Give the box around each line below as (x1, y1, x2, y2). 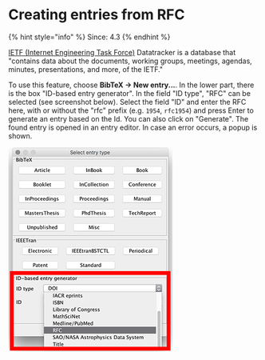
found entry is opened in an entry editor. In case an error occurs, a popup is (8, 122, 258, 132)
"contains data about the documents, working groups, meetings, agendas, (8, 56, 253, 66)
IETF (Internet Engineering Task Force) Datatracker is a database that (8, 47, 236, 57)
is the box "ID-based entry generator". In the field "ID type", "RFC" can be (8, 88, 251, 98)
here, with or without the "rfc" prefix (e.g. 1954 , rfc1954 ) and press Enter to (8, 106, 254, 115)
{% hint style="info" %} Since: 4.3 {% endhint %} (8, 32, 171, 42)
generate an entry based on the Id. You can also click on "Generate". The (8, 114, 249, 123)
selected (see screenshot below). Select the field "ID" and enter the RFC (8, 97, 247, 106)
